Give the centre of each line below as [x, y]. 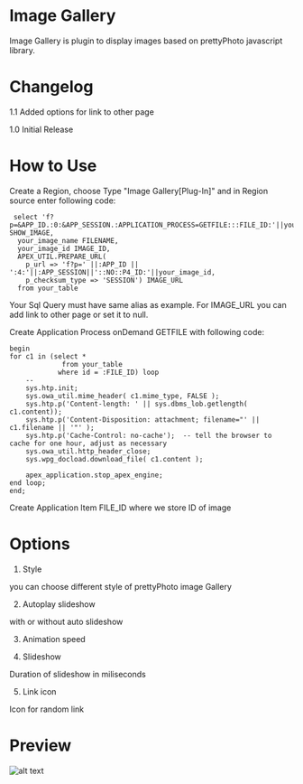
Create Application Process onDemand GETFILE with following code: [137, 331]
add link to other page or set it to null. [79, 314]
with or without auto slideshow [66, 621]
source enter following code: [63, 201]
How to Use [53, 166]
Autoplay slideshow [59, 604]
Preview [41, 745]
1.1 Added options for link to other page [82, 112]
